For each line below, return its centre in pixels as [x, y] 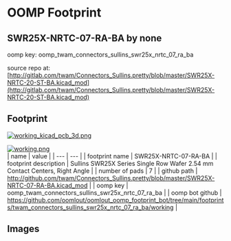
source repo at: [29, 68]
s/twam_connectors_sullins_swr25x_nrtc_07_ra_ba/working [90, 207]
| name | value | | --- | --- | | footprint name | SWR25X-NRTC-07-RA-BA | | [112, 156]
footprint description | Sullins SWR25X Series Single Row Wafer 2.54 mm [110, 163]
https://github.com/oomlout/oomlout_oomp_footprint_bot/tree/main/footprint [115, 200]
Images [23, 229]
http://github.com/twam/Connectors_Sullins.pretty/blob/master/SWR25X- [111, 178]
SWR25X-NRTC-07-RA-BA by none [85, 38]
